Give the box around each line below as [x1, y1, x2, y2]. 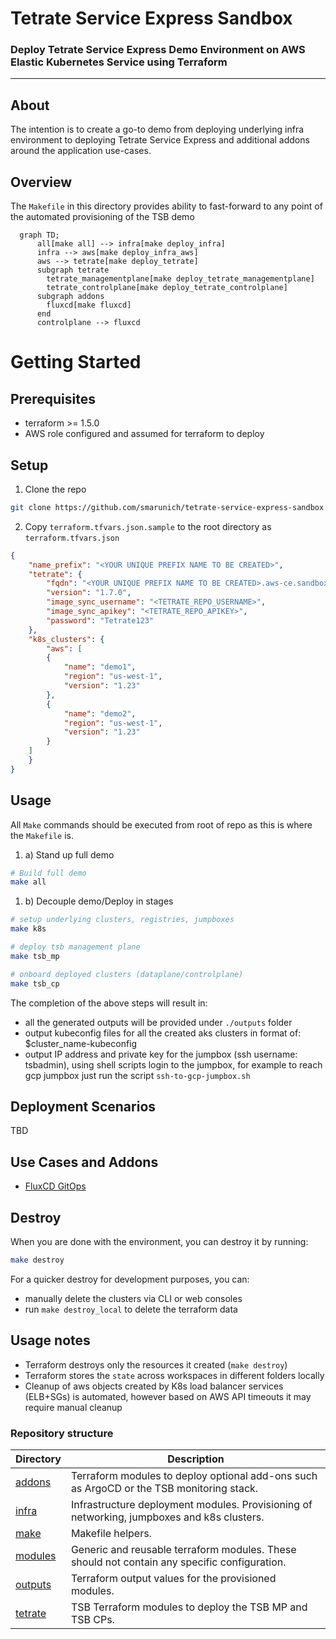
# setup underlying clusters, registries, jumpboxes [10, 915, 235, 925]
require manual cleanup [24, 1401, 123, 1413]
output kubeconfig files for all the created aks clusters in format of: [24, 1027, 302, 1039]
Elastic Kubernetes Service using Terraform [10, 55, 228, 69]
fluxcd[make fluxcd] [46, 300, 132, 311]
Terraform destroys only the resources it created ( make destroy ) [24, 1358, 288, 1371]
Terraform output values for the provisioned [70, 1572, 277, 1586]
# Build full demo [10, 868, 87, 878]
